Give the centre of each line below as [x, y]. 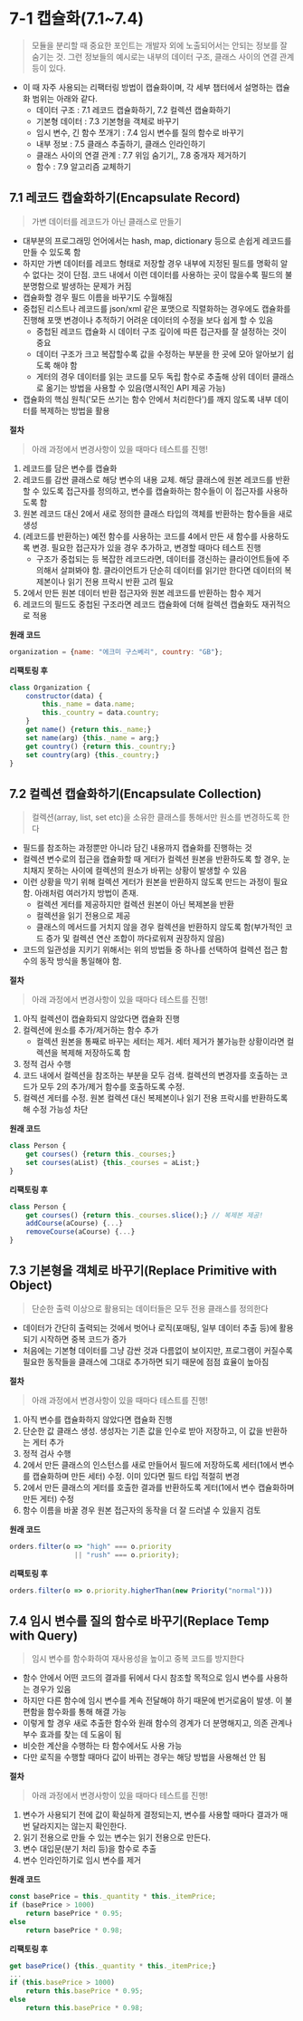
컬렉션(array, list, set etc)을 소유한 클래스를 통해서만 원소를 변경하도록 [156, 817]
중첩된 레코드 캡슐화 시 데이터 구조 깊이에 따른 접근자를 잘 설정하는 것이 [161, 331]
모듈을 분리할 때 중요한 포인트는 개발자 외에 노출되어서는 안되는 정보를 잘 [159, 45]
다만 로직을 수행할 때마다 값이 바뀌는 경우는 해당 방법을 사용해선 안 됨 [144, 1757]
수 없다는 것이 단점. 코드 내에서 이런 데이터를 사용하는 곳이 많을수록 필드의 [152, 274]
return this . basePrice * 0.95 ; [85, 1991]
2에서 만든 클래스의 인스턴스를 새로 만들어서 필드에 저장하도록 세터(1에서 [150, 1465]
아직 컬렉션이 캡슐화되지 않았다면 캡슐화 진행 [101, 1019]
